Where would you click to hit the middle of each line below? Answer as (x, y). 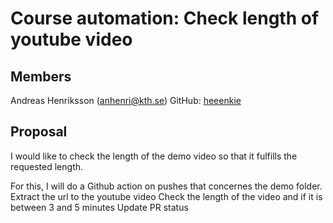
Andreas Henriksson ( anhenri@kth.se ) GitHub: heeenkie (126, 100)
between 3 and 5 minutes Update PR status (99, 207)
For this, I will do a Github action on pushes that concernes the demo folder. (166, 186)
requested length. (47, 166)
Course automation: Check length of (165, 18)
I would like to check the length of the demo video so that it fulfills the (154, 156)
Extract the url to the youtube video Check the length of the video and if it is (166, 196)
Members (41, 76)
